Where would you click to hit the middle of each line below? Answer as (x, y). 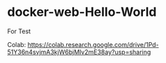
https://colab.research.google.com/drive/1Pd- (93, 44)
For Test (19, 31)
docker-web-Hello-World (82, 12)
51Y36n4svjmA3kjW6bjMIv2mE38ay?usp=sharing (79, 52)
